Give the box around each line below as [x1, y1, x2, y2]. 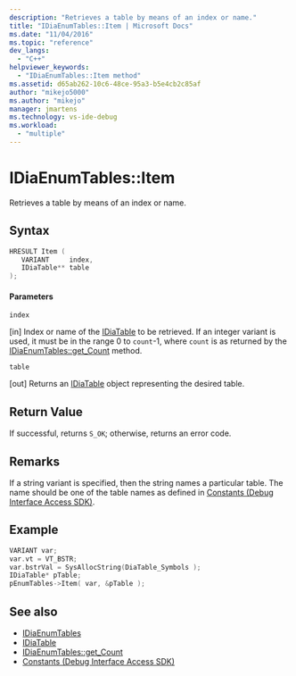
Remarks [9, 454, 61, 469]
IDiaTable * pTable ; [9, 571, 82, 580]
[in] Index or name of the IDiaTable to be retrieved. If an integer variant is [9, 327, 276, 338]
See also [9, 604, 58, 619]
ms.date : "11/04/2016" [9, 29, 94, 38]
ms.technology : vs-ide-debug [9, 113, 118, 121]
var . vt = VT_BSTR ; [9, 555, 78, 563]
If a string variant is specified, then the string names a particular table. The [9, 477, 284, 488]
